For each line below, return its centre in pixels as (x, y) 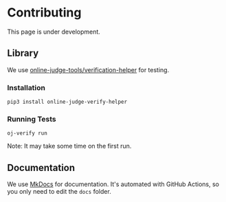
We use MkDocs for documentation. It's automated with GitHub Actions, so (113, 184)
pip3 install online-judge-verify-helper (67, 102)
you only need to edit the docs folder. (59, 192)
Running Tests (32, 119)
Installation (26, 87)
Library (23, 53)
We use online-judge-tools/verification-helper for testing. (88, 69)
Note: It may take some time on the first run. (69, 146)
